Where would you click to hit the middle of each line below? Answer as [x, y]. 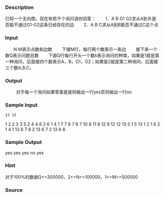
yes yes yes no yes [25, 153]
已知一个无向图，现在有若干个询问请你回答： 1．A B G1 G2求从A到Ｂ [79, 19]
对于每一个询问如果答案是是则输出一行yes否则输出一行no [74, 92]
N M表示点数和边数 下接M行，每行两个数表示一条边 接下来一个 [85, 49]
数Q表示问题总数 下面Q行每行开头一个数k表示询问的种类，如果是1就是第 [82, 55]
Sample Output [23, 142]
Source [14, 190]
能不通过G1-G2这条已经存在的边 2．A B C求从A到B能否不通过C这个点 [84, 25]
